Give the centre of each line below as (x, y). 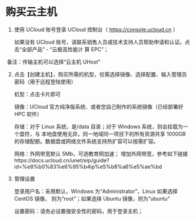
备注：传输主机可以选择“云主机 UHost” (54, 62)
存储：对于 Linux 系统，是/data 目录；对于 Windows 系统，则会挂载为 (98, 126)
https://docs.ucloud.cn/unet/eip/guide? (62, 160)
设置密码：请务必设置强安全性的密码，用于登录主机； (79, 211)
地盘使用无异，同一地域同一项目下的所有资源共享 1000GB (116, 134)
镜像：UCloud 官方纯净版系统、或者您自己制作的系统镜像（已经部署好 (99, 106)
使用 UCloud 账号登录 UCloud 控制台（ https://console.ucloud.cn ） (96, 29)
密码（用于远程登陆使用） (45, 81)
